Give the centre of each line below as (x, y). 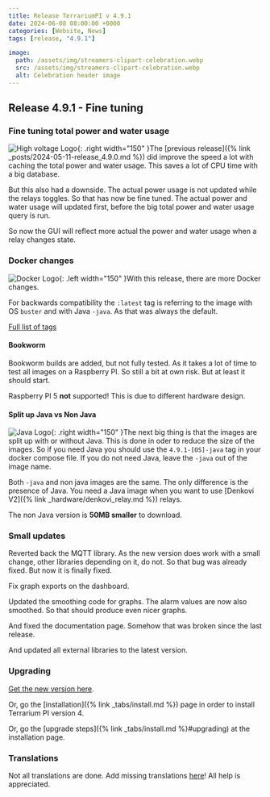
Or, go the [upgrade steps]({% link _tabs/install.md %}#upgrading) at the (129, 728)
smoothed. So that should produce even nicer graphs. (98, 611)
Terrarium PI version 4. (46, 713)
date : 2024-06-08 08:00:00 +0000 (64, 23)
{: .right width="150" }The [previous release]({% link (164, 148)
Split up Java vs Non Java (52, 414)
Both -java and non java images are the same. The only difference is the (128, 482)
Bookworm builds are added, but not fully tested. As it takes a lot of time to (133, 363)
